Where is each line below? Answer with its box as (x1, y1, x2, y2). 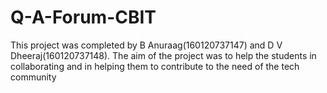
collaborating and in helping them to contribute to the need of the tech (10, 60, 300, 72)
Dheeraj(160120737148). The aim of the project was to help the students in (10, 49, 317, 61)
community (10, 71, 57, 83)
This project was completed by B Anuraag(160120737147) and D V (10, 39, 283, 51)
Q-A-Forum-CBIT (10, 6, 157, 29)
